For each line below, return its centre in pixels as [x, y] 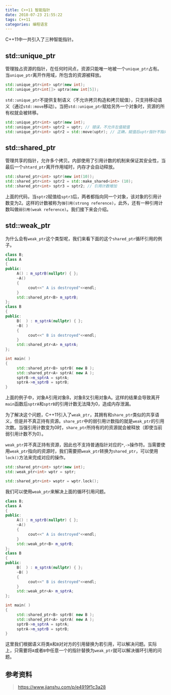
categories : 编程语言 [27, 24]
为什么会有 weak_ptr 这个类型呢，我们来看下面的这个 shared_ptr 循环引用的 [81, 238]
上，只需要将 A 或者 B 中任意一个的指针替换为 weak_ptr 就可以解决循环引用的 [81, 651]
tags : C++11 [18, 19]
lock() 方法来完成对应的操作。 [37, 458]
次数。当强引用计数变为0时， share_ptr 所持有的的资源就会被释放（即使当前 [84, 428]
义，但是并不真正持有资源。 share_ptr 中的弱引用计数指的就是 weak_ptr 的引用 [85, 421]
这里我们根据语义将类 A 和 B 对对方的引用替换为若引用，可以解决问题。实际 [81, 644]
